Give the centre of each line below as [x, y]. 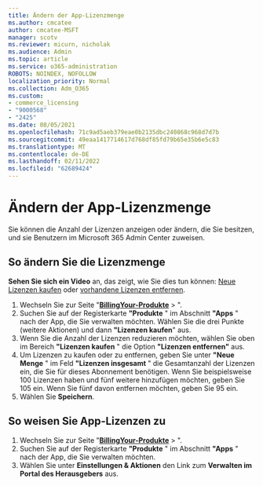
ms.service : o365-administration [63, 67]
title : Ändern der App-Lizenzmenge [66, 15]
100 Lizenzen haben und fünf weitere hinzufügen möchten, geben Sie [132, 380]
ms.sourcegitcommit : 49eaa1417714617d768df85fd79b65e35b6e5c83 [114, 139]
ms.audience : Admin [40, 52]
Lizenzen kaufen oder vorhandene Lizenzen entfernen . [97, 289]
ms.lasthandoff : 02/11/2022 [54, 162]
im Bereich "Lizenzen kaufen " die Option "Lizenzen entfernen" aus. [132, 346]
